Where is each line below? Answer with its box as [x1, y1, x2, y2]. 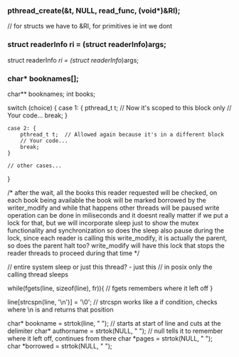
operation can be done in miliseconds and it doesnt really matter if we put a [7, 211, 229, 219]
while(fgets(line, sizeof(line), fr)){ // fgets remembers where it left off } [7, 284, 213, 292]
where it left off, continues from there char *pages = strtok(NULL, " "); [7, 334, 213, 343]
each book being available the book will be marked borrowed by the [7, 196, 206, 204]
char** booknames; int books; [7, 90, 96, 98]
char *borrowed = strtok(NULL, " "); [7, 341, 112, 350]
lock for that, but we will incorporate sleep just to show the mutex [7, 218, 199, 227]
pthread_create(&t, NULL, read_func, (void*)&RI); [7, 6, 181, 16]
